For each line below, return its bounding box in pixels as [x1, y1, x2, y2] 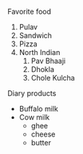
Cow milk [18, 113, 50, 122]
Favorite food [7, 7, 52, 16]
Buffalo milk [18, 104, 59, 113]
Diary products [7, 89, 57, 98]
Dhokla [30, 65, 55, 74]
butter [30, 138, 51, 147]
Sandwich [18, 31, 53, 40]
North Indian [18, 48, 61, 57]
